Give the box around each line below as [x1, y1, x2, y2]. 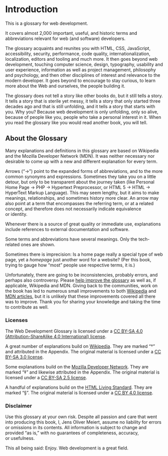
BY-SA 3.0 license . [5, 354, 44, 360]
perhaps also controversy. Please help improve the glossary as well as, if [5, 277, 156, 283]
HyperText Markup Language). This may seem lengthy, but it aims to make [5, 190, 159, 196]
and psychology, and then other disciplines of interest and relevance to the [5, 72, 160, 78]
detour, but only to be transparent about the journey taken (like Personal [5, 178, 155, 185]
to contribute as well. [5, 304, 49, 310]
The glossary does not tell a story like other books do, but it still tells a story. [5, 93, 163, 99]
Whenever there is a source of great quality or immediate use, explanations [5, 221, 161, 227]
